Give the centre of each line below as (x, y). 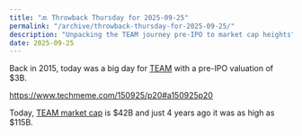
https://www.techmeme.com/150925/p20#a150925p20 (111, 95)
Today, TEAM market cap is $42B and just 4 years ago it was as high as (142, 113)
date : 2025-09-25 (42, 43)
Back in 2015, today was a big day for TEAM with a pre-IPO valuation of (142, 68)
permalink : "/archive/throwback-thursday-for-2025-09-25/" (122, 26)
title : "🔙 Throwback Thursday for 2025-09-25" (99, 18)
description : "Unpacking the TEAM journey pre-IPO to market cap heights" (152, 34)
